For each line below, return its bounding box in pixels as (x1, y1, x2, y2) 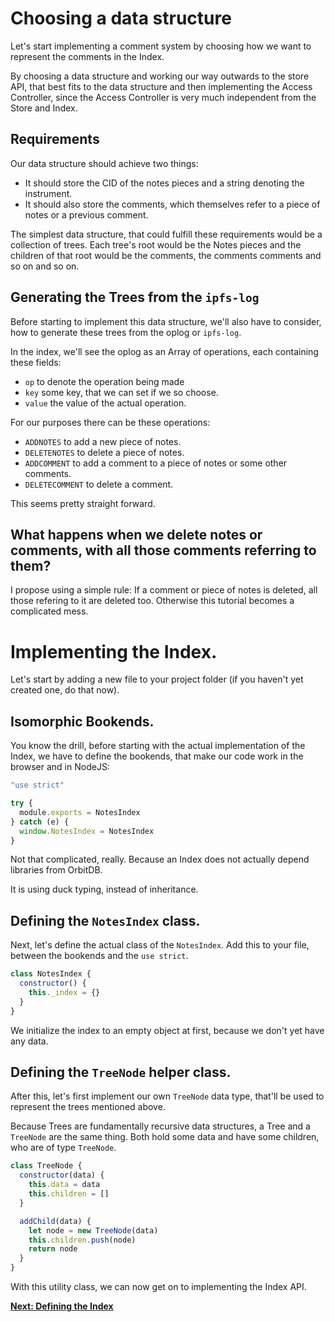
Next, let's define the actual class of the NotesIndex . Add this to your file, (10, 939, 310, 951)
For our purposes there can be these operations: (10, 416, 211, 428)
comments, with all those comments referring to (10, 542, 317, 559)
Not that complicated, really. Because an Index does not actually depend (10, 853, 310, 866)
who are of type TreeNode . (10, 1142, 117, 1154)
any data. (10, 1035, 49, 1047)
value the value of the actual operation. (24, 397, 187, 409)
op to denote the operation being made (24, 375, 185, 387)
